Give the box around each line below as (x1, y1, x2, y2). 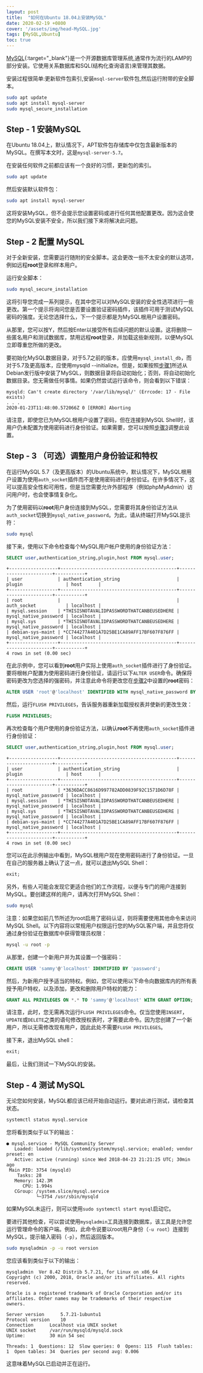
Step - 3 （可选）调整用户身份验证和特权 (6, 451, 158, 461)
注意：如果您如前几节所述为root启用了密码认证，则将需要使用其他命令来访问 (6, 914, 196, 921)
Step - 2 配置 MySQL (6, 236, 85, 247)
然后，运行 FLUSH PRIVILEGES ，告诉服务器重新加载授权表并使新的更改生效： (6, 701, 193, 708)
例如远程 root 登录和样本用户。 (6, 261, 80, 269)
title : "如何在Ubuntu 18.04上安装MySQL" (6, 15, 107, 21)
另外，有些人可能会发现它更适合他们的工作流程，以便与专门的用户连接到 (6, 883, 186, 890)
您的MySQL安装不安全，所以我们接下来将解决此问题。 (6, 217, 141, 224)
